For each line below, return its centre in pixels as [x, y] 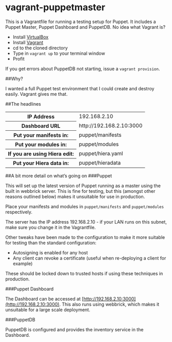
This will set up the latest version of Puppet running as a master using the [83, 186]
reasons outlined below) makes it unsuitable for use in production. [75, 196]
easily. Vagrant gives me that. [36, 94]
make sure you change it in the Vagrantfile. [51, 227]
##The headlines [23, 104]
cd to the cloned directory [40, 48]
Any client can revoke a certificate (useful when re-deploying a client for [89, 258]
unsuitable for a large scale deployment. [48, 310]
